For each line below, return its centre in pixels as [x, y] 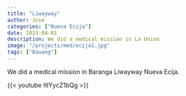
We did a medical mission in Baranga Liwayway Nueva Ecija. [93, 71]
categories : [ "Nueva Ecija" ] [49, 26]
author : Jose [26, 20]
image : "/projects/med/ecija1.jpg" [59, 46]
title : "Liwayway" [34, 13]
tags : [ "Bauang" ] [32, 52]
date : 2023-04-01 [32, 33]
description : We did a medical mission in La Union [83, 39]
